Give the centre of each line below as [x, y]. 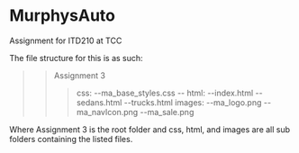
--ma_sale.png [167, 112]
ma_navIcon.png [107, 112]
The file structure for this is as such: [76, 58]
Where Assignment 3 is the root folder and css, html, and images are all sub [150, 129]
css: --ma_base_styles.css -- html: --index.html [165, 93]
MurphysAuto [62, 16]
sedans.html [99, 102]
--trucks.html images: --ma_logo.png [193, 102]
